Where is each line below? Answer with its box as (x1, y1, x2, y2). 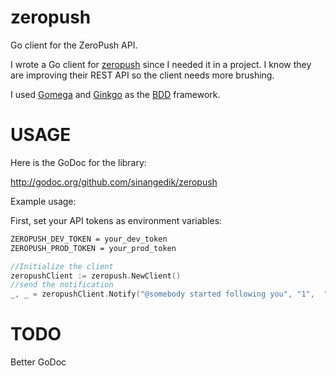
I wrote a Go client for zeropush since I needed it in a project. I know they (10, 58, 312, 70)
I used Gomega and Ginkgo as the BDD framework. (10, 88, 221, 100)
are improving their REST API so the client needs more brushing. (10, 69, 275, 81)
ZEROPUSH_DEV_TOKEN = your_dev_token (10, 234, 168, 244)
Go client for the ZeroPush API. (10, 39, 138, 51)
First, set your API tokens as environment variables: (10, 214, 223, 226)
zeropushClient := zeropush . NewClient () (10, 271, 182, 281)
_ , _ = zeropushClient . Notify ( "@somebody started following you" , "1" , (10, 289, 315, 300)
